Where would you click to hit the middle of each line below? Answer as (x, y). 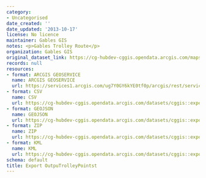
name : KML (24, 148)
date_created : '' (29, 23)
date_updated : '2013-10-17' (42, 29)
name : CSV (24, 97)
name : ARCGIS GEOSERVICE (44, 80)
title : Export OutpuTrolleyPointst (52, 166)
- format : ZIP (25, 126)
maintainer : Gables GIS (37, 40)
